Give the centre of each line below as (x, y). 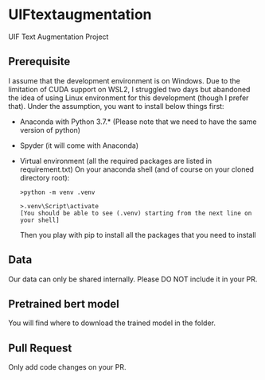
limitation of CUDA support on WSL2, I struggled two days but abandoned (129, 89)
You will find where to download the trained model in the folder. (112, 323)
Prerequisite (39, 62)
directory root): (45, 177)
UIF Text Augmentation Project (58, 37)
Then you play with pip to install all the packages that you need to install (138, 235)
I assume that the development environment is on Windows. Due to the (124, 80)
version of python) (50, 130)
